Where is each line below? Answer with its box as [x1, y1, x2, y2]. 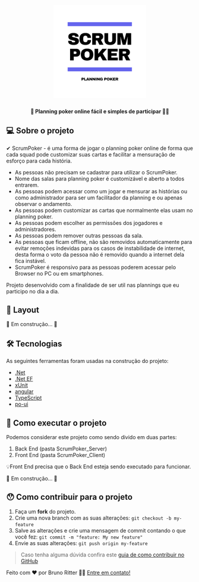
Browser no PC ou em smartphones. [14, 270, 104, 277]
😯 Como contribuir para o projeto [6, 492, 132, 502]
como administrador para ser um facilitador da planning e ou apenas [14, 194, 183, 201]
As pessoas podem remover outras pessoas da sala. [14, 231, 144, 239]
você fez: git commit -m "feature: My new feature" [14, 533, 143, 540]
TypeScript [14, 395, 42, 402]
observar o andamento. [14, 200, 72, 207]
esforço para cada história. [6, 157, 72, 164]
